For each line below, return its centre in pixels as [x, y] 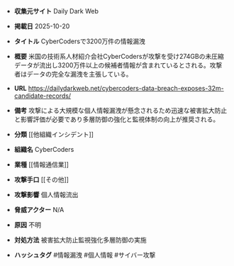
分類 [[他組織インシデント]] [54, 134]
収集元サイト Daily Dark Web [56, 11]
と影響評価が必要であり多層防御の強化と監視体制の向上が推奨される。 [117, 119]
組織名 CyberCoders [44, 149]
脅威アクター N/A [39, 210]
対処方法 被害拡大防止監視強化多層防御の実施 [80, 240]
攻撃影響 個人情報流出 [46, 195]
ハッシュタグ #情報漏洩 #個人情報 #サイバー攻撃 [85, 255]
